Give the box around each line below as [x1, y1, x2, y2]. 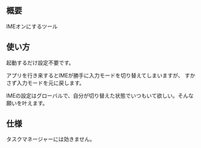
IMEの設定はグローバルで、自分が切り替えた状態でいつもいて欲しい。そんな [6, 92, 194, 99]
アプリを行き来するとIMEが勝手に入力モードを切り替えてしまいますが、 [6, 71, 184, 79]
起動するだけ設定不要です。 [6, 59, 74, 66]
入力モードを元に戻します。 [16, 79, 85, 86]
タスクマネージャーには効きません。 [6, 135, 95, 143]
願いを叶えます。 [6, 99, 48, 107]
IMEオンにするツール [6, 23, 58, 30]
